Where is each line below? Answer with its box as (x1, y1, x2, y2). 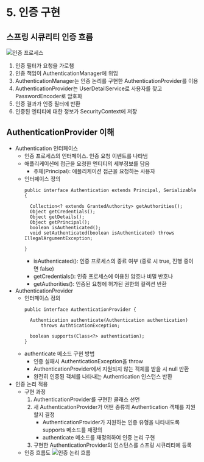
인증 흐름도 (24, 449, 51, 456)
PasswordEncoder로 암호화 (15, 93, 83, 99)
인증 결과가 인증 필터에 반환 (15, 100, 81, 107)
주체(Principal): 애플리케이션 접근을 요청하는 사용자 (33, 167, 155, 174)
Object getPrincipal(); (29, 219, 90, 226)
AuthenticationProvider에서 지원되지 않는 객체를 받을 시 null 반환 (33, 365, 189, 372)
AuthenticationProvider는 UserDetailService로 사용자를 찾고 (15, 85, 163, 92)
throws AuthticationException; (40, 322, 121, 329)
